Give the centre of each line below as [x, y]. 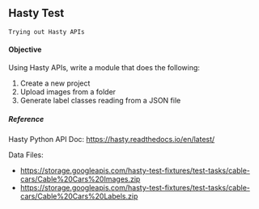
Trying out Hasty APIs [47, 31]
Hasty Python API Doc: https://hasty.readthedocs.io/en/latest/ [112, 139]
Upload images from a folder [68, 92]
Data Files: [26, 155]
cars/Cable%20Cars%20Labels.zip [79, 196]
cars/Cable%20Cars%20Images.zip [80, 179]
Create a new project [55, 83]
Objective [25, 50]
